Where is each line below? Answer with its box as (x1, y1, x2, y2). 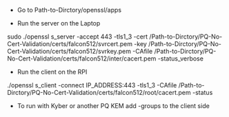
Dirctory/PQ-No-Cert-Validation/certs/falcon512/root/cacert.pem (7, 89, 191, 96)
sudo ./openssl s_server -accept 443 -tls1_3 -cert (7, 32, 148, 41)
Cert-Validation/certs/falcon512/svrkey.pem (7, 47, 131, 55)
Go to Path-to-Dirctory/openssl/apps (17, 6, 122, 14)
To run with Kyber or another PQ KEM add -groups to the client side (17, 102, 210, 109)
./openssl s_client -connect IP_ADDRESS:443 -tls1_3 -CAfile (7, 81, 177, 89)
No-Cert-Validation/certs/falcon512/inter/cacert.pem (7, 54, 157, 63)
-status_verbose (157, 54, 203, 63)
